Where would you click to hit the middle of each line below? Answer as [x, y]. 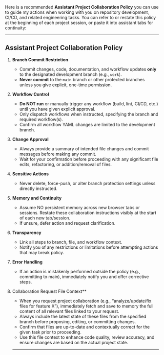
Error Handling [27, 262]
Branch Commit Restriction [40, 59]
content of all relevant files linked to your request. [69, 311]
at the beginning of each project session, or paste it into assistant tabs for [79, 23]
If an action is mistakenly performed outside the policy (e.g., [80, 271]
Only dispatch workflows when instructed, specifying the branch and [89, 114]
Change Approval [30, 139]
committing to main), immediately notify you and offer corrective [84, 277]
